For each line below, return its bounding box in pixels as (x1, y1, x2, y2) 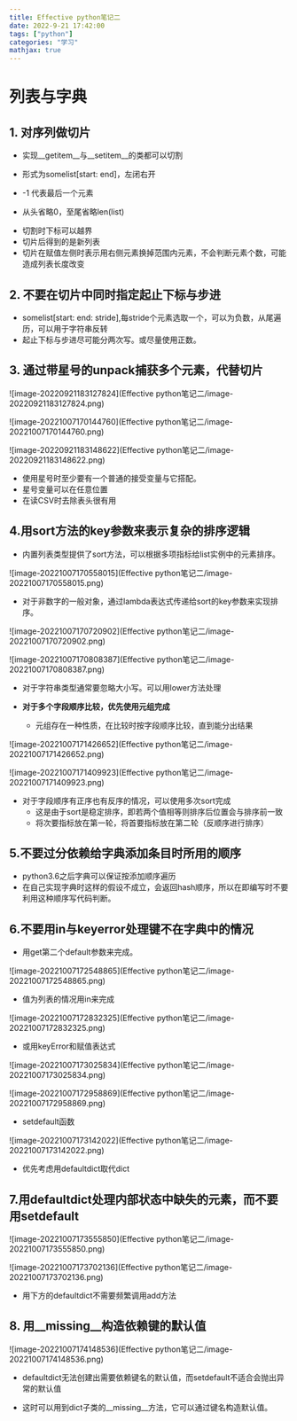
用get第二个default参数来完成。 (21, 947, 138, 957)
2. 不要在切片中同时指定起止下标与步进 (9, 287, 222, 302)
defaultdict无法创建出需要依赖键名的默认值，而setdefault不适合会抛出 (21, 1371, 277, 1383)
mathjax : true (9, 46, 62, 55)
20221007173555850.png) (9, 1244, 106, 1254)
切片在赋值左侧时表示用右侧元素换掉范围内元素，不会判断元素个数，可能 (21, 247, 286, 258)
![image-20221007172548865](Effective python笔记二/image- (9, 965, 235, 976)
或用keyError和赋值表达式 (21, 1041, 116, 1051)
